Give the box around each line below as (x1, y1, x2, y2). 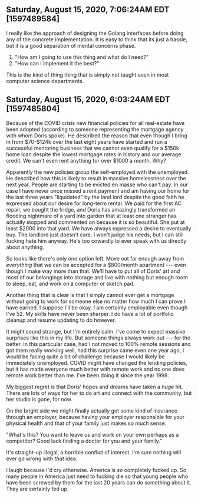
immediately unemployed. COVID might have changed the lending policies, (6, 359, 187, 366)
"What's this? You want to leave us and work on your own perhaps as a (6, 431, 179, 438)
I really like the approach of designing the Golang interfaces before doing (6, 29, 184, 37)
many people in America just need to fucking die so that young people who (6, 473, 189, 480)
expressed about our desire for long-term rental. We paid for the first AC (6, 200, 182, 207)
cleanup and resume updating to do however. (6, 316, 116, 324)
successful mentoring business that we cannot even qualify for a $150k (6, 144, 180, 151)
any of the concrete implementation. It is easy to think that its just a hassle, (6, 35, 187, 43)
